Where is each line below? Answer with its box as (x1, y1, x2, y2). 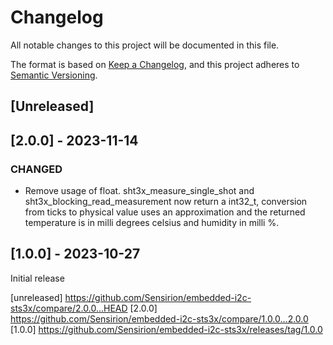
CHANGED (10, 162, 63, 176)
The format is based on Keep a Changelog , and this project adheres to (10, 58, 300, 70)
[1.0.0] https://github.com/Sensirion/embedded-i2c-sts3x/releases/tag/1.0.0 (10, 323, 323, 335)
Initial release (10, 272, 65, 284)
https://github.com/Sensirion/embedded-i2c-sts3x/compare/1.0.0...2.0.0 (10, 312, 309, 325)
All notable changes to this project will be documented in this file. (10, 39, 280, 51)
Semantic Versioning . (10, 69, 98, 81)
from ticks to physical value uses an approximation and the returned (24, 206, 306, 218)
